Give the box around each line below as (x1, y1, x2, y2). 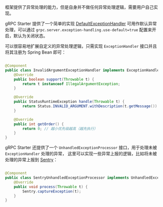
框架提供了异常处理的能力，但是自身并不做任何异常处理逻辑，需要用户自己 (5, 4, 154, 10)
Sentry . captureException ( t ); (22, 189, 81, 194)
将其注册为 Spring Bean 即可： (5, 49, 66, 55)
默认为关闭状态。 (13, 33, 48, 38)
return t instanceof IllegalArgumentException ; (22, 81, 120, 86)
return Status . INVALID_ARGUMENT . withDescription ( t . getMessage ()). (22, 104, 160, 109)
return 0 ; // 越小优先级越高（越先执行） (22, 126, 98, 131)
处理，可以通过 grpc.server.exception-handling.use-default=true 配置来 (5, 27, 152, 33)
